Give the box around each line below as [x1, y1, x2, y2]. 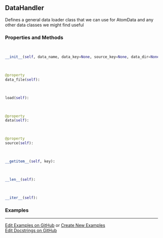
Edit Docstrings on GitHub [5, 228, 57, 234]
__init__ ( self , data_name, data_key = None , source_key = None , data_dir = [5, 54, 151, 60]
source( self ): [5, 141, 34, 146]
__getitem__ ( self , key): [5, 159, 55, 164]
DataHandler [5, 4, 45, 12]
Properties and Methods [5, 34, 64, 41]
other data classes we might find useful [5, 22, 84, 28]
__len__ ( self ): [5, 177, 36, 182]
